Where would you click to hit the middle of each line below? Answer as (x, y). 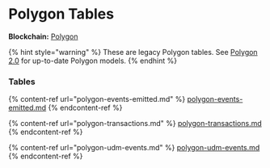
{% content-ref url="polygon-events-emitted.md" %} (97, 99)
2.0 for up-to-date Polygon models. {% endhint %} (93, 61)
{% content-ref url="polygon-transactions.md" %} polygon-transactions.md (135, 124)
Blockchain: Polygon (43, 36)
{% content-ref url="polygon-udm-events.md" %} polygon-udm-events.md (134, 148)
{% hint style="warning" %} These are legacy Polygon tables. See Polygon (133, 52)
